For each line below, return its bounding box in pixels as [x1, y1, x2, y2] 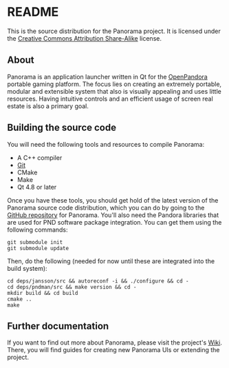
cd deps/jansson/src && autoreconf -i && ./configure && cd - [7, 277, 189, 285]
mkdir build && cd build [7, 289, 78, 296]
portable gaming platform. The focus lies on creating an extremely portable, [7, 80, 222, 88]
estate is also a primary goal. [7, 101, 89, 110]
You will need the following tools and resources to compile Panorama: [7, 140, 205, 148]
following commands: [7, 225, 68, 234]
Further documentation [7, 320, 109, 331]
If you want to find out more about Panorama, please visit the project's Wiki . [7, 338, 222, 347]
